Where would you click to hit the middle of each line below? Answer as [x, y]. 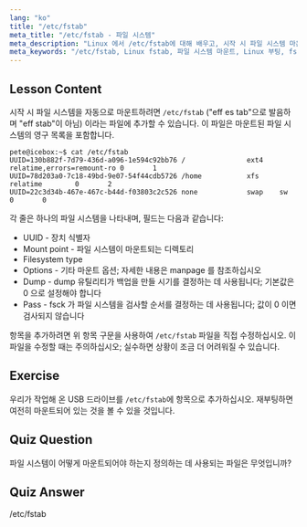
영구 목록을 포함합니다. [74, 134]
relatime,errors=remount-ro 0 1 [83, 168]
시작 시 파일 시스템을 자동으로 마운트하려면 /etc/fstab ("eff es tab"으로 [138, 111]
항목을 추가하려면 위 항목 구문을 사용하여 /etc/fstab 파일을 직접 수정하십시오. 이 [153, 335]
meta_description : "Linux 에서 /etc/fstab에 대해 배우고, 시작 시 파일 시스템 [148, 43]
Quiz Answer [47, 492]
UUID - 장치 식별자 [57, 237]
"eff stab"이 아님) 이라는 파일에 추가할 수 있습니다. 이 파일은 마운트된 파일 [150, 123]
